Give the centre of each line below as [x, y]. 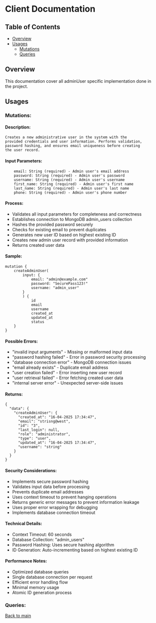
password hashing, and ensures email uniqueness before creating [72, 146]
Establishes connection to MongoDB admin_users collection [72, 219]
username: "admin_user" [55, 288]
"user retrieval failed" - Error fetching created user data [68, 378]
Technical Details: [24, 524]
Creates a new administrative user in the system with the [66, 137]
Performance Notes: [26, 561]
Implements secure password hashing [50, 481]
